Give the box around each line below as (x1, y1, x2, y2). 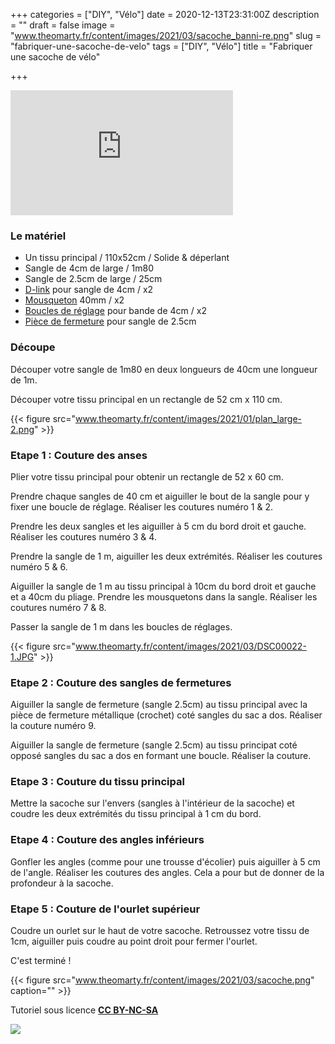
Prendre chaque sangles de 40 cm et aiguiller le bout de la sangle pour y (10, 490, 310, 502)
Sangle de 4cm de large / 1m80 (24, 262, 154, 274)
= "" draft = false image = (10, 19, 116, 31)
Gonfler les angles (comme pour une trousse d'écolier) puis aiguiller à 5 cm (10, 855, 321, 868)
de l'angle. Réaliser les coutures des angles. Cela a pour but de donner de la (10, 866, 325, 878)
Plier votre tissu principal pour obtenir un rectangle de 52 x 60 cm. (10, 470, 284, 483)
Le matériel (10, 229, 67, 243)
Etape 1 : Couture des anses (10, 448, 148, 462)
